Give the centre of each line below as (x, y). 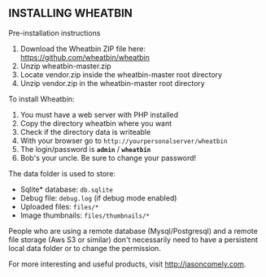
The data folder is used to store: (62, 173)
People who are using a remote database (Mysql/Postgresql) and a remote (133, 231)
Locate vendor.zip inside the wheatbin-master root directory (121, 74)
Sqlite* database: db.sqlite (67, 189)
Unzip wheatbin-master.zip (65, 66)
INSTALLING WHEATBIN (70, 13)
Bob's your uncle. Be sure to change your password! (108, 158)
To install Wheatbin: (41, 99)
